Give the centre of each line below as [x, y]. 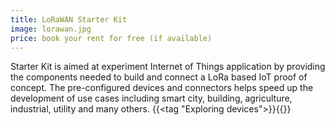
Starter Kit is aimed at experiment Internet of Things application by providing [168, 67]
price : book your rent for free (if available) [111, 38]
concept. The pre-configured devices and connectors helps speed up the [162, 88]
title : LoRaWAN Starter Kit [69, 19]
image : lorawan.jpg [51, 29]
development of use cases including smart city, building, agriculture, [151, 98]
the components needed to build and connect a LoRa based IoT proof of [159, 77]
